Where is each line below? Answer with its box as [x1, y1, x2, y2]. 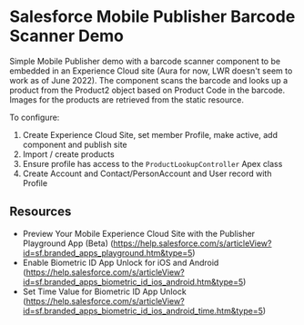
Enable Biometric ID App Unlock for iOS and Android [22, 257, 219, 268]
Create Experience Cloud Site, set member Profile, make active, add [22, 129, 278, 140]
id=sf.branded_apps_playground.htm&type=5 [22, 247, 193, 258]
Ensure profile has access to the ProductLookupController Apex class [22, 158, 283, 169]
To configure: [9, 112, 60, 123]
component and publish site [22, 139, 127, 150]
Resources [9, 204, 72, 220]
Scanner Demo [9, 25, 125, 46]
